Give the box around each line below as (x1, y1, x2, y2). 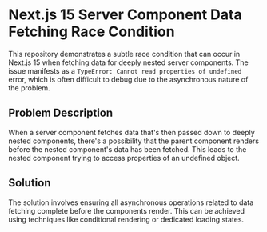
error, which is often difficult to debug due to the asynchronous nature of (8, 74, 249, 84)
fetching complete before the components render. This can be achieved (8, 206, 245, 215)
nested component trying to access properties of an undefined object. (8, 153, 240, 162)
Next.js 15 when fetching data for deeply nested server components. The (8, 58, 249, 67)
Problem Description (8, 106, 114, 120)
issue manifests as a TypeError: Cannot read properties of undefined (8, 66, 242, 75)
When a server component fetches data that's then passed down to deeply (8, 127, 256, 137)
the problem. (8, 82, 50, 93)
